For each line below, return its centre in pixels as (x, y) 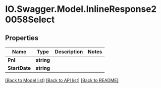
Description (69, 52)
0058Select (30, 20)
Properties (22, 38)
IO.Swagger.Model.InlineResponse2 (81, 9)
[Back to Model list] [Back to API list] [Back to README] (62, 80)
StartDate (19, 68)
